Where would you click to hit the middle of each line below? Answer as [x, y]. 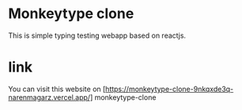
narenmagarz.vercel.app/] [51, 97]
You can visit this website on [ [57, 89]
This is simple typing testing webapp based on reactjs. [97, 35]
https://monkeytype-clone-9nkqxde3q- [170, 89]
